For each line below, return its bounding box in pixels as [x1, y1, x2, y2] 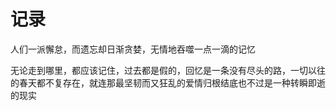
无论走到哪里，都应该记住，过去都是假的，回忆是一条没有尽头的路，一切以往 [10, 64, 326, 76]
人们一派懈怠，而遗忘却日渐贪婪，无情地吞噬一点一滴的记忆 [10, 43, 256, 55]
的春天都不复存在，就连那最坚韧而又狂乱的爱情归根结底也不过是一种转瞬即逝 [10, 76, 326, 89]
